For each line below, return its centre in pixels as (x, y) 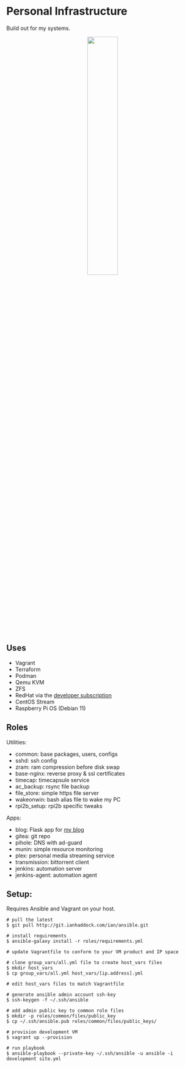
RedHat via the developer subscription (63, 695)
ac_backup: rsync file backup (52, 786)
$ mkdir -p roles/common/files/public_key (61, 1016)
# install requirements (37, 936)
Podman (26, 675)
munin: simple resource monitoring (59, 849)
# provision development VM (42, 1032)
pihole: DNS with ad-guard (49, 842)
